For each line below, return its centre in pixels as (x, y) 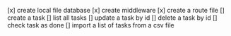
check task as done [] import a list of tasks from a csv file (91, 25)
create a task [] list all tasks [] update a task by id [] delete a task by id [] (112, 18)
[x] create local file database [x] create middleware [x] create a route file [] (116, 10)
